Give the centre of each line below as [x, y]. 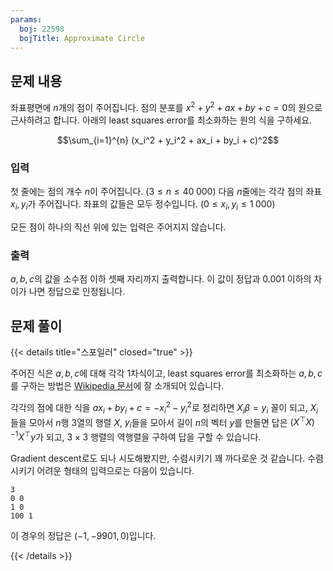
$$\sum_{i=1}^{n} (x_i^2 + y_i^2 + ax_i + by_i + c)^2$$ [168, 140]
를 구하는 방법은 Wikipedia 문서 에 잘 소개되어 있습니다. [117, 386]
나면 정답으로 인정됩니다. [77, 292]
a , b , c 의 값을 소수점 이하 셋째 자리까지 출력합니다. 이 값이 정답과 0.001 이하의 [161, 279]
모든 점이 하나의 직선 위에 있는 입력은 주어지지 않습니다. [118, 227]
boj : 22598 [42, 29]
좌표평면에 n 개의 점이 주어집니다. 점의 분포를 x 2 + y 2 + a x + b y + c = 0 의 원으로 [166, 106]
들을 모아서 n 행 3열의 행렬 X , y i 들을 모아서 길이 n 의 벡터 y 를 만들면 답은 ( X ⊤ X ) [162, 422]
